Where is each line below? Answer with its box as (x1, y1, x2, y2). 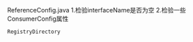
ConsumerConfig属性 (7, 14, 69, 23)
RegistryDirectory (7, 28, 61, 35)
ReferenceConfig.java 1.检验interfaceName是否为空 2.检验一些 (7, 6, 187, 14)
